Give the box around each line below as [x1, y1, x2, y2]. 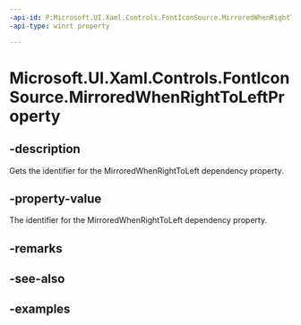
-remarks [9, 241, 63, 256]
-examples [9, 302, 71, 317]
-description [9, 141, 81, 157]
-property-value [9, 191, 102, 206]
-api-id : [9, 13, 42, 22]
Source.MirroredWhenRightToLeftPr [9, 87, 285, 107]
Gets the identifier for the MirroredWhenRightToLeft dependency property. [9, 165, 284, 175]
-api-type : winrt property [9, 21, 110, 30]
